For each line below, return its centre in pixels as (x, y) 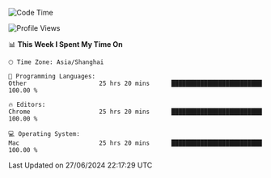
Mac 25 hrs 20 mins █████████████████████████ (135, 143)
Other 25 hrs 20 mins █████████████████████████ (135, 83)
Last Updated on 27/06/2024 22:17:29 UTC (80, 165)
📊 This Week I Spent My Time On (66, 44)
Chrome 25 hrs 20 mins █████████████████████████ (135, 112)
